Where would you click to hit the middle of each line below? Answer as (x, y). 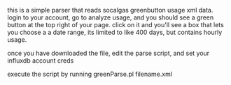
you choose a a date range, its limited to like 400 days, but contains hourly (115, 32)
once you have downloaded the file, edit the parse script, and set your (108, 53)
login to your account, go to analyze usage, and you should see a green (111, 17)
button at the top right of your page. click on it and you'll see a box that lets (115, 25)
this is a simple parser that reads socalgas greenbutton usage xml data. (110, 10)
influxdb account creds (41, 61)
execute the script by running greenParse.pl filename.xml (90, 74)
